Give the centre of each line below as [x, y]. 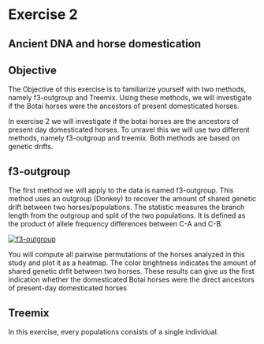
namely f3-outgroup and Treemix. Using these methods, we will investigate [130, 98]
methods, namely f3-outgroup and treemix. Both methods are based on [124, 138]
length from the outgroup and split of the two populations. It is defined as [127, 215]
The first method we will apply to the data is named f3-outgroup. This [121, 190]
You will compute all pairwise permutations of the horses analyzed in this [127, 255]
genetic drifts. [31, 147]
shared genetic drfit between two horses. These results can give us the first [131, 271]
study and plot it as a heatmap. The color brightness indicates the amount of [132, 263]
